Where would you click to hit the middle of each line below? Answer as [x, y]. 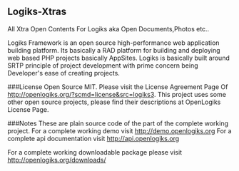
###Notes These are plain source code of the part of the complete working [118, 123]
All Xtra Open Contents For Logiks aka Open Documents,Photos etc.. [108, 28]
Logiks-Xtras [37, 12]
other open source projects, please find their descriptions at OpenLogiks [114, 102]
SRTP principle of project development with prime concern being [103, 65]
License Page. [28, 109]
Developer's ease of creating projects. [63, 73]
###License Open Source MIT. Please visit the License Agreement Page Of [118, 87]
